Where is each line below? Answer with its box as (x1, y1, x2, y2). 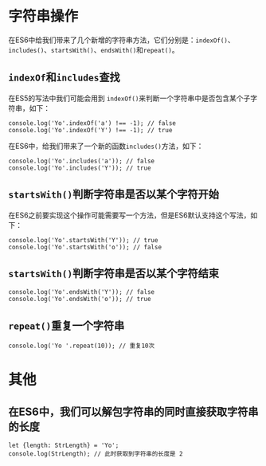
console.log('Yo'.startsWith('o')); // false (8, 243, 162, 251)
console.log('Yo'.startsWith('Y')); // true (8, 236, 158, 244)
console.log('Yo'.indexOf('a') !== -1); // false (8, 119, 177, 127)
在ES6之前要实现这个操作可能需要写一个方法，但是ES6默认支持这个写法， (8, 210, 251, 220)
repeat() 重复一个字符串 (8, 319, 125, 332)
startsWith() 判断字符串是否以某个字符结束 (8, 266, 219, 280)
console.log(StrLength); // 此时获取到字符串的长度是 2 (8, 450, 183, 458)
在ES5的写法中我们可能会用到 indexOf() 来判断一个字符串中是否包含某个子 (8, 93, 251, 103)
